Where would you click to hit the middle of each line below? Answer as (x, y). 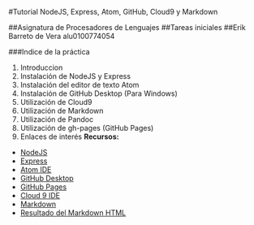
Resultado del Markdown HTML (73, 213)
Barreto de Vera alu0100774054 (62, 36)
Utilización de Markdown (62, 110)
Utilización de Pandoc (57, 119)
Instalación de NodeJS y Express (75, 76)
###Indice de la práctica (50, 52)
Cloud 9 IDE (40, 195)
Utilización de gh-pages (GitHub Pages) (87, 128)
